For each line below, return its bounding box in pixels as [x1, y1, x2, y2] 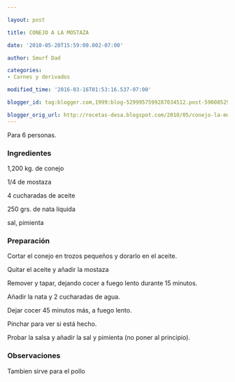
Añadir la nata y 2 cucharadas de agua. [7, 292, 120, 301]
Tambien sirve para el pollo [7, 367, 85, 375]
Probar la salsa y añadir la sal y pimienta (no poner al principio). [7, 334, 191, 342]
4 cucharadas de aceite [7, 191, 76, 200]
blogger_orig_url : [7, 111, 61, 118]
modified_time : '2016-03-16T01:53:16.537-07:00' [7, 86, 152, 93]
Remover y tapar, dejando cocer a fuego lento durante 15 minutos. [7, 279, 198, 287]
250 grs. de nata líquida [7, 205, 76, 213]
